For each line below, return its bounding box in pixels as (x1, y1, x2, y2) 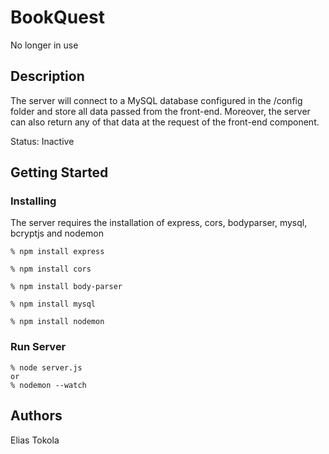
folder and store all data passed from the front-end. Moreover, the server (10, 105, 311, 117)
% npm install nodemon (10, 317, 105, 327)
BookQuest (10, 6, 105, 29)
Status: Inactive (10, 135, 75, 147)
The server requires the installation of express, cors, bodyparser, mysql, (10, 217, 308, 229)
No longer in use (10, 39, 79, 51)
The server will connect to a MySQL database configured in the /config (10, 94, 303, 106)
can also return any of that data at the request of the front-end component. (10, 116, 320, 128)
